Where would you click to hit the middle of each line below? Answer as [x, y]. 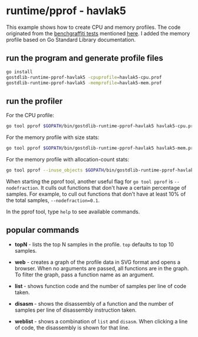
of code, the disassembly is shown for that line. [72, 328]
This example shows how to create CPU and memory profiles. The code [93, 27]
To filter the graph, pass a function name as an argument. [84, 275]
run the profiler [34, 101]
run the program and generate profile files [85, 58]
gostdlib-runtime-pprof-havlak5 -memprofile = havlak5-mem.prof [84, 83]
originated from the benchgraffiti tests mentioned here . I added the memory [98, 33]
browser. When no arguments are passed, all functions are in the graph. [102, 268]
